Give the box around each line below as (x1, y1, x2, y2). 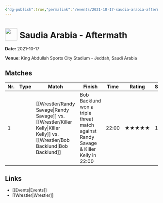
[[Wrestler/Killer (35, 119, 72, 126)
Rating (129, 83, 145, 90)
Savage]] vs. (35, 113, 65, 119)
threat (80, 116, 94, 122)
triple (80, 110, 92, 116)
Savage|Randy (35, 107, 69, 114)
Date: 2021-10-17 (5, 45, 40, 51)
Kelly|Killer (35, 125, 61, 131)
